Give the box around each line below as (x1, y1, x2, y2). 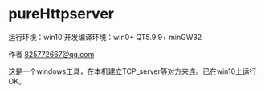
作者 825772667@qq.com (8, 49, 95, 59)
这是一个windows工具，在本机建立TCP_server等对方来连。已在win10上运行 (8, 66, 257, 76)
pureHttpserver (8, 5, 115, 23)
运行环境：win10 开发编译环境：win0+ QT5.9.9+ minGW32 (8, 32, 202, 42)
